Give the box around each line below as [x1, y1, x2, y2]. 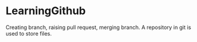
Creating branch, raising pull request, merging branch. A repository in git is [5, 24, 192, 31]
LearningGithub [5, 4, 86, 18]
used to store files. [5, 30, 52, 37]
